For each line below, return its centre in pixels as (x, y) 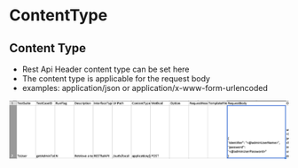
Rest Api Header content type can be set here (106, 69)
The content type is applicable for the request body (116, 79)
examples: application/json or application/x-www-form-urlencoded (145, 88)
